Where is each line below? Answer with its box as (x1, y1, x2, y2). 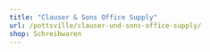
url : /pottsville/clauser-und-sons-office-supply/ (9, 21, 202, 30)
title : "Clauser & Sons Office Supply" (9, 12, 158, 22)
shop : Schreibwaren (9, 29, 82, 38)
